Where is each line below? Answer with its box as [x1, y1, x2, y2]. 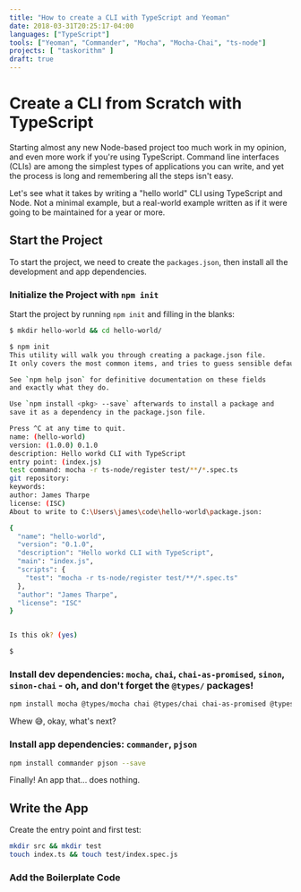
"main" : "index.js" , [17, 557, 94, 566]
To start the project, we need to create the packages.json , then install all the [9, 256, 288, 267]
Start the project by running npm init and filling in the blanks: [9, 309, 236, 320]
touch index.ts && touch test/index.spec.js [9, 850, 178, 860]
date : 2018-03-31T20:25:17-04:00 [9, 21, 134, 30]
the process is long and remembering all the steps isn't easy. [9, 170, 235, 181]
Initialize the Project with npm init [9, 288, 159, 301]
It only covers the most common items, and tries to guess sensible [9, 359, 271, 368]
